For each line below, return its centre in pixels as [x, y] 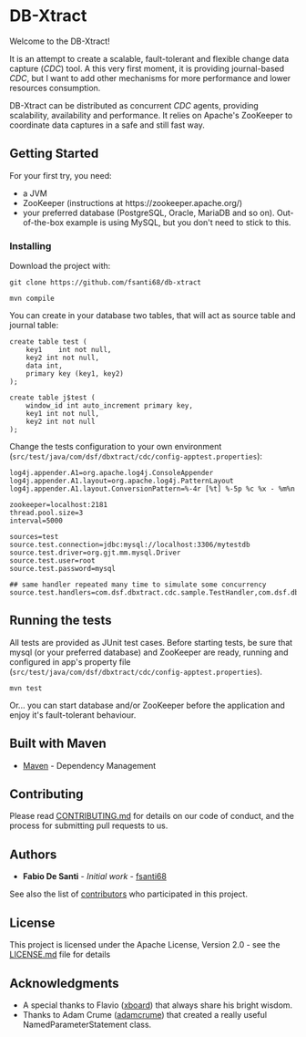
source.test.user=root [52, 561]
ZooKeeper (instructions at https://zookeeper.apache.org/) [133, 202]
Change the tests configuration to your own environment [116, 447]
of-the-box [43, 222]
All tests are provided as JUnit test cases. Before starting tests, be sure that [151, 642]
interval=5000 [36, 521]
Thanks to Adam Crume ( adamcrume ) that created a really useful [144, 1014]
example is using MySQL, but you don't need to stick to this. [178, 222]
